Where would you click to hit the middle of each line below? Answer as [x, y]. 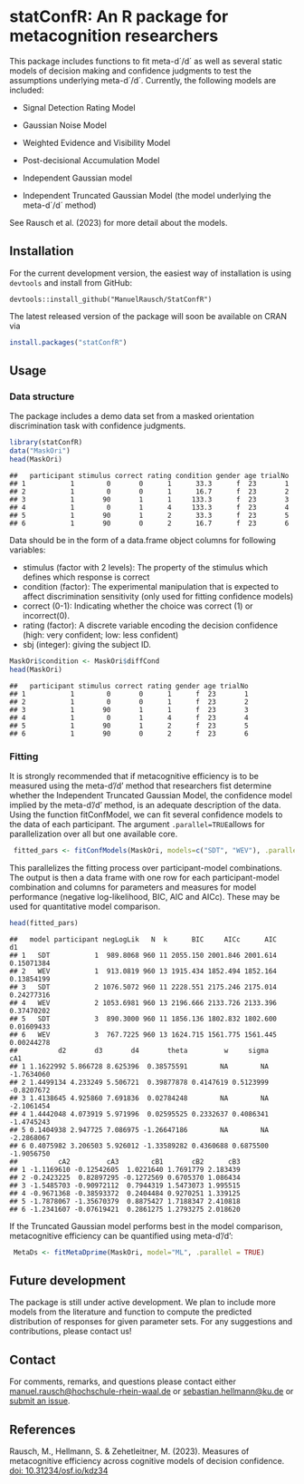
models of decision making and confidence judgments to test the [130, 71]
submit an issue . [40, 1401]
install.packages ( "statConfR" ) [68, 342]
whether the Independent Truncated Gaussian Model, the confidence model [151, 795]
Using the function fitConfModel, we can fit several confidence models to [146, 815]
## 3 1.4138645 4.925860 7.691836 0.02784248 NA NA [139, 1098]
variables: [28, 550]
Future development [68, 1280]
